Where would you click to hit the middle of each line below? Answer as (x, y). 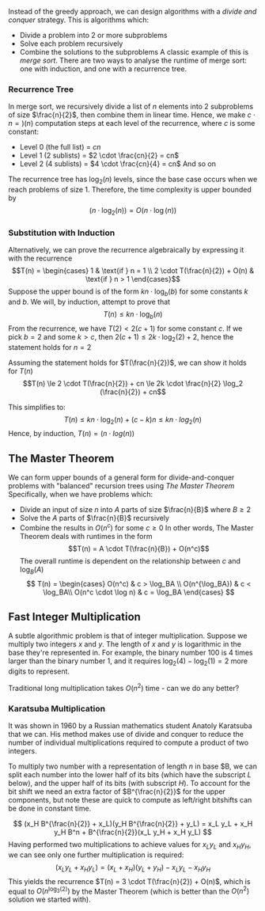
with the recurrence (40, 258)
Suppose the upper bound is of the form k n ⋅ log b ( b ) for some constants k (128, 292)
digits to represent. (39, 671)
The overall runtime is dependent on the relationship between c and (130, 560)
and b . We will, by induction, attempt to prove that (89, 302)
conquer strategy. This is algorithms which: (79, 20)
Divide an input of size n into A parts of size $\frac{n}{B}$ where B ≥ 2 (135, 510)
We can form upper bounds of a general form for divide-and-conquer (121, 477)
